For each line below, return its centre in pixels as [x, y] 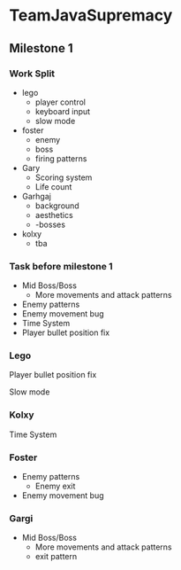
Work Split [32, 74]
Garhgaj [36, 196]
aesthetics [54, 215]
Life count [53, 186]
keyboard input [63, 111]
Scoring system [64, 177]
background [57, 206]
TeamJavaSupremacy [91, 16]
